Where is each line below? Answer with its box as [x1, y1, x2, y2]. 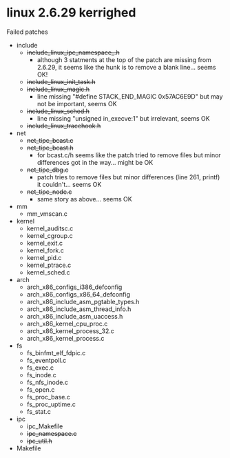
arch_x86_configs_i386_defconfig [26, 283, 123, 291]
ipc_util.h [26, 437, 52, 445]
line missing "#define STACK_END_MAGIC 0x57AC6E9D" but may [36, 92, 223, 101]
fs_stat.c [26, 407, 51, 415]
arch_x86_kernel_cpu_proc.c [26, 319, 108, 328]
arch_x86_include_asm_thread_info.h [26, 305, 132, 313]
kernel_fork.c [26, 246, 65, 255]
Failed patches [6, 28, 49, 36]
